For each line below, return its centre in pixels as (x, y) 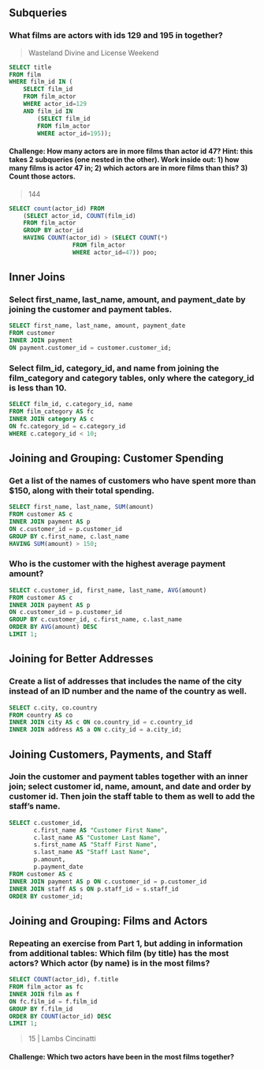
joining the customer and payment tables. (91, 310)
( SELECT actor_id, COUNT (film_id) (80, 216)
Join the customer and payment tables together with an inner (128, 777)
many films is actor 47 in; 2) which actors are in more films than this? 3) (128, 168)
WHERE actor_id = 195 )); (74, 134)
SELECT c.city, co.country (53, 708)
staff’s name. (35, 807)
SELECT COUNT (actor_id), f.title (64, 980)
